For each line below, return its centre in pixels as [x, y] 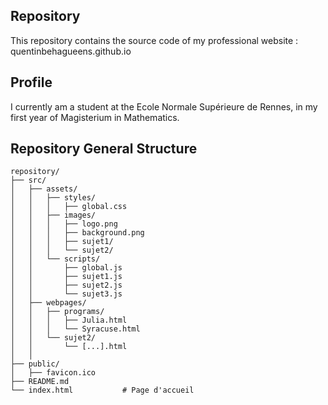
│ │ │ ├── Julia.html [69, 320]
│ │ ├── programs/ [57, 312]
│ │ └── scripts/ [55, 259]
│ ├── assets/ [44, 189]
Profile [31, 82]
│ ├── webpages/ [48, 303]
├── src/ [28, 180]
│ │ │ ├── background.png [77, 233]
